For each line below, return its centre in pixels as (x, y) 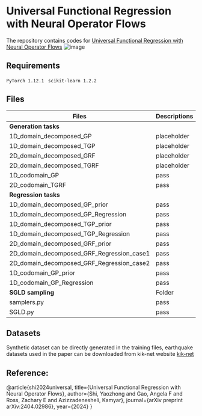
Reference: (27, 373)
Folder (165, 292)
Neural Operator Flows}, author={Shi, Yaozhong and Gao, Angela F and (95, 394)
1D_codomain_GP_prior (42, 273)
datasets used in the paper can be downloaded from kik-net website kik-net (100, 354)
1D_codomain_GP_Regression (51, 283)
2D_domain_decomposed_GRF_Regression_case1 (80, 253)
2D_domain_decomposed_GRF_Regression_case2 (80, 263)
